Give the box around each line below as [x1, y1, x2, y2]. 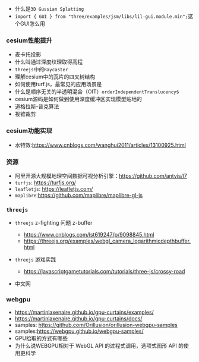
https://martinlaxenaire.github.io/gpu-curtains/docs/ [14, 315, 143, 322]
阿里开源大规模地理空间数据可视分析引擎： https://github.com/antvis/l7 [14, 172, 187, 180]
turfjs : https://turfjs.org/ [14, 179, 76, 186]
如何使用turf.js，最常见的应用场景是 [14, 81, 102, 88]
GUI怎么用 [20, 20, 46, 27]
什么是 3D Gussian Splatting [14, 5, 84, 12]
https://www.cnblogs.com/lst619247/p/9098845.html [23, 231, 154, 238]
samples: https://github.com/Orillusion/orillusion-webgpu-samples [14, 322, 178, 329]
